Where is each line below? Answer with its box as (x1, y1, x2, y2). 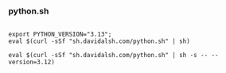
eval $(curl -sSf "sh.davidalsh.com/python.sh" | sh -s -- (8, 52, 208, 60)
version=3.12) (8, 58, 56, 67)
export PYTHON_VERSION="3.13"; (8, 30, 112, 39)
